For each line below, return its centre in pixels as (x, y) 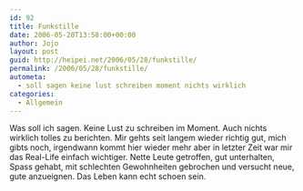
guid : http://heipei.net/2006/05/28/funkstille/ (103, 60)
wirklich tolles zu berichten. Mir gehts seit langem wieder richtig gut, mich (148, 138)
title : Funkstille (44, 26)
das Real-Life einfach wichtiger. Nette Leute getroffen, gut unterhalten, (142, 157)
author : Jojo (34, 43)
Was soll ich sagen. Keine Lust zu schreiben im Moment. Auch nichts (138, 128)
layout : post (34, 52)
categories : (32, 94)
